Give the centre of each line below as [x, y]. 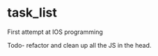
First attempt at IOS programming [55, 32]
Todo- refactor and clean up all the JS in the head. [79, 45]
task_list [32, 13]
